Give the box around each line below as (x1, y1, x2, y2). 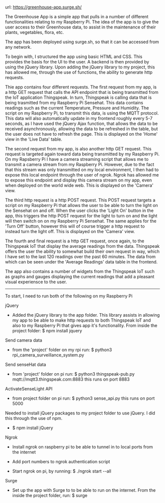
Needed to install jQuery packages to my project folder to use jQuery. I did (5, 410, 156, 416)
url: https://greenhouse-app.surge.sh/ (5, 4, 82, 10)
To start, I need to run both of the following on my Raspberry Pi (5, 293, 133, 299)
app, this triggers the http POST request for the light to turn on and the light (5, 213, 158, 218)
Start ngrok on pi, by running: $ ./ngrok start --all (12, 468, 111, 474)
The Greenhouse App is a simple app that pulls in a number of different (5, 14, 149, 19)
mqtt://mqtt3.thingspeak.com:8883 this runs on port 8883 (12, 376, 130, 382)
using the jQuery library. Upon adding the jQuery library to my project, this (5, 64, 155, 70)
